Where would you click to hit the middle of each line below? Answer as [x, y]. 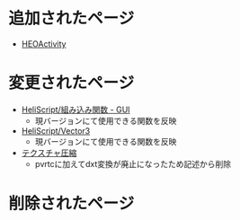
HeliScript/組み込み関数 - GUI [76, 110]
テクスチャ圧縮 [49, 153]
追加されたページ [71, 18]
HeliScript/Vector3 [56, 130]
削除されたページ [71, 204]
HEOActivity [44, 44]
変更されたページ [71, 83]
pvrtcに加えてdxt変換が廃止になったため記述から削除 [133, 163]
